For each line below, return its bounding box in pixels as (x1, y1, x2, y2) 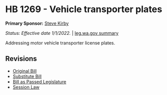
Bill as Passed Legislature (12, 78, 67, 84)
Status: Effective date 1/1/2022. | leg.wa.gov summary (5, 30, 119, 36)
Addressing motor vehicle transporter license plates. (5, 39, 116, 46)
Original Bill (12, 68, 37, 74)
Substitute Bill (12, 73, 42, 79)
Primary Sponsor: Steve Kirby (5, 20, 69, 26)
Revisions (5, 55, 37, 63)
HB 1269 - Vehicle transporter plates (5, 4, 162, 15)
